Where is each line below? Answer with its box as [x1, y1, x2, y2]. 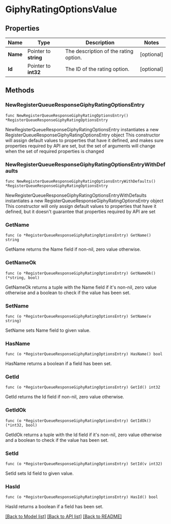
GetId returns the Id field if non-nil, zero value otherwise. [5, 394, 125, 400]
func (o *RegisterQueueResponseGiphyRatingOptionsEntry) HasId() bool [5, 494, 158, 500]
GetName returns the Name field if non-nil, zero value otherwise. [5, 246, 141, 252]
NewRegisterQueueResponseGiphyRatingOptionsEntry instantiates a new [5, 126, 159, 132]
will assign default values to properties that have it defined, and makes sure [5, 137, 164, 144]
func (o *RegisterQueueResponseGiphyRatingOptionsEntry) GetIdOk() [5, 418, 152, 423]
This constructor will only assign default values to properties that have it [5, 203, 157, 209]
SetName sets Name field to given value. [5, 327, 91, 333]
